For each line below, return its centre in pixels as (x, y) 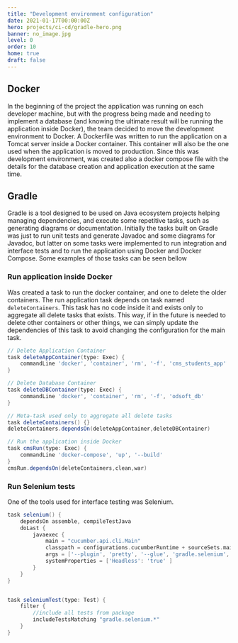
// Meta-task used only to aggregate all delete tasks (90, 416)
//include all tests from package (84, 613)
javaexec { (49, 534)
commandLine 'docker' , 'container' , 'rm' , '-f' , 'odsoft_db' (112, 396)
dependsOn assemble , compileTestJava (76, 521)
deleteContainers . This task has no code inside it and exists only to (105, 307)
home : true (23, 54)
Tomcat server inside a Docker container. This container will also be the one (118, 143)
